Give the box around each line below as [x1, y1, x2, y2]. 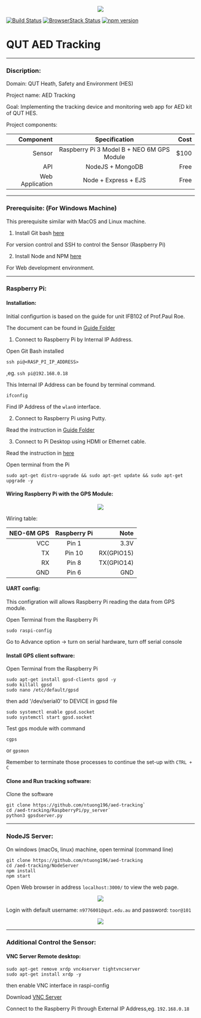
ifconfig [6, 392, 28, 399]
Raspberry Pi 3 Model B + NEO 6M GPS [59, 145, 170, 154]
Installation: [6, 299, 37, 307]
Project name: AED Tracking [6, 91, 76, 99]
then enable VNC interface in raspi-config [6, 982, 109, 989]
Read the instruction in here [6, 449, 75, 457]
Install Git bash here [14, 229, 65, 236]
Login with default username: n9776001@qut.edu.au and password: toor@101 [6, 906, 191, 913]
